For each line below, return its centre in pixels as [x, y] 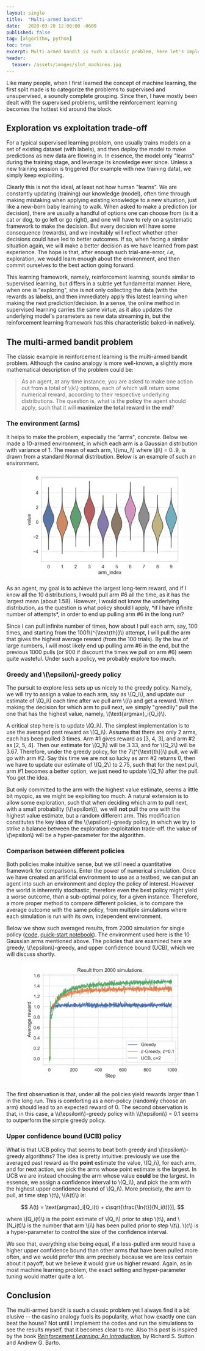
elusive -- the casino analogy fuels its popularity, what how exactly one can [101, 1317]
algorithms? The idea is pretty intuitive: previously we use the [103, 1156]
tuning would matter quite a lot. [45, 1276]
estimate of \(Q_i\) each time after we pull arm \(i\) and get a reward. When [100, 701]
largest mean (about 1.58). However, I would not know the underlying [93, 601]
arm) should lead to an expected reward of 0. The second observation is [97, 1107]
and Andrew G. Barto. [34, 1343]
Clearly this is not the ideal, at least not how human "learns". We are [92, 187]
